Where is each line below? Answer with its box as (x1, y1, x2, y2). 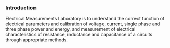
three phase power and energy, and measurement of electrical (5, 26, 136, 32)
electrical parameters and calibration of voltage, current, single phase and (5, 21, 160, 27)
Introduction (5, 4, 37, 11)
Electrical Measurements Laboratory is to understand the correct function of (5, 16, 165, 22)
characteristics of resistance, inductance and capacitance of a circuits (5, 32, 153, 38)
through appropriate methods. (5, 37, 69, 43)
